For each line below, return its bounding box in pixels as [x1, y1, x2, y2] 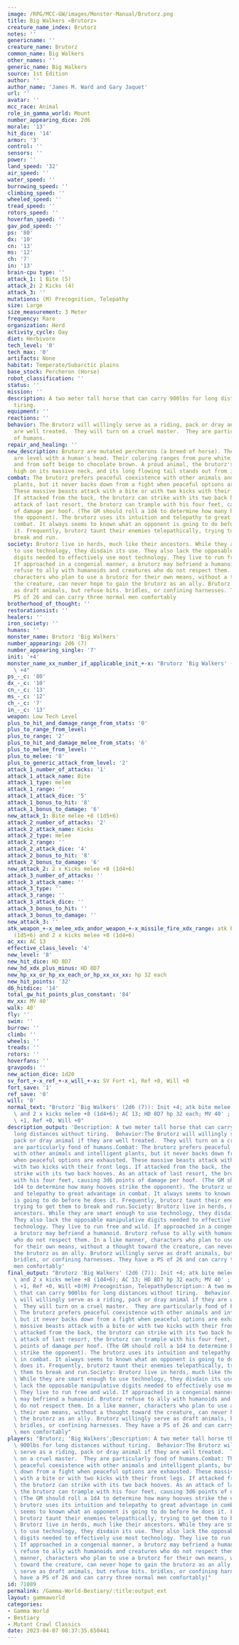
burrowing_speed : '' [7, 182, 69, 190]
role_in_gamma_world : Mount [7, 110, 91, 117]
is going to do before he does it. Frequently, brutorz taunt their [14, 1197, 221, 1204]
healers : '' [7, 614, 43, 621]
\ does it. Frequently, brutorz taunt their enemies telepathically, [14, 1362, 224, 1369]
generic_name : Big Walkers [7, 63, 87, 71]
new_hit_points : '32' [7, 978, 72, 985]
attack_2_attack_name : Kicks [7, 825, 94, 832]
